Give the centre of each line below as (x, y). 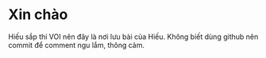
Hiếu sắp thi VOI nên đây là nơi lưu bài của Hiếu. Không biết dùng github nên (133, 37)
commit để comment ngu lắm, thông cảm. (77, 44)
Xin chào (38, 15)
